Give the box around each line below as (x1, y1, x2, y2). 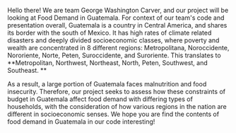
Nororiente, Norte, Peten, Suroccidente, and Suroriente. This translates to (7, 51, 221, 59)
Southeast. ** (7, 66, 47, 74)
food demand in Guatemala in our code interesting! (7, 117, 155, 126)
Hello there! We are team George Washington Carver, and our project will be (7, 6, 229, 14)
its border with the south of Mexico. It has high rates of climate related (7, 28, 212, 37)
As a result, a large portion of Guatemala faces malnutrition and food (7, 80, 207, 88)
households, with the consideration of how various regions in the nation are (7, 103, 228, 110)
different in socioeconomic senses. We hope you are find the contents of (7, 110, 220, 118)
